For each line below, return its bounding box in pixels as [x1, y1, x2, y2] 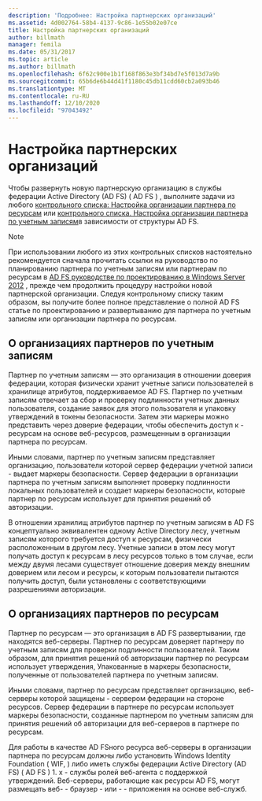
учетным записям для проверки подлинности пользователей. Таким [8, 644, 240, 654]
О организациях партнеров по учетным [8, 337, 215, 350]
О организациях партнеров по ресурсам [8, 607, 220, 621]
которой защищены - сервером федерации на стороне [39, 693, 224, 703]
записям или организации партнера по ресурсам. [8, 314, 177, 323]
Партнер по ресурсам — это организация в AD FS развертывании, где [8, 628, 246, 637]
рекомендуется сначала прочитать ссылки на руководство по [8, 255, 219, 264]
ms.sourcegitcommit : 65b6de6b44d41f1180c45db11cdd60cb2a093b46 [8, 77, 220, 85]
